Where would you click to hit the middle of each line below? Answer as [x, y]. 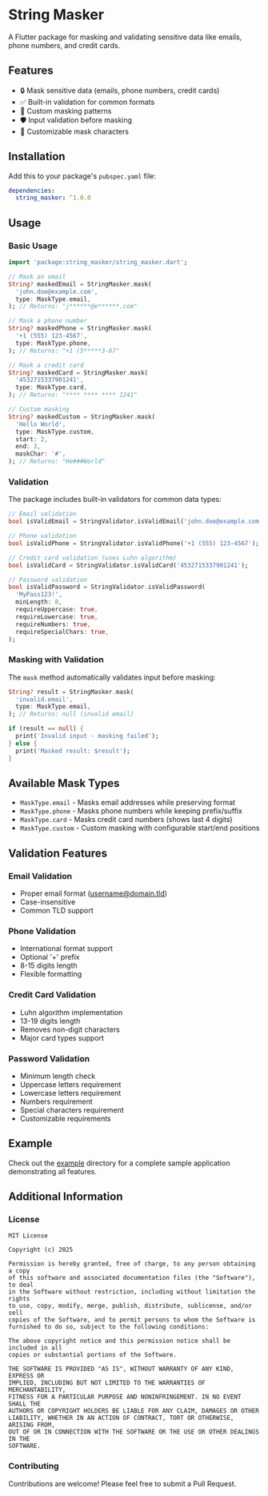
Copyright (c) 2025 [41, 1250]
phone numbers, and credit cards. [64, 45]
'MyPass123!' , [39, 595]
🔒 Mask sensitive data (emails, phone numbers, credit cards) [120, 90]
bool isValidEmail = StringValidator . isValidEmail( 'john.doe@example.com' [136, 522]
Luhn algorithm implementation [71, 1012]
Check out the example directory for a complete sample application [119, 1163]
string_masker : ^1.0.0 [53, 198]
